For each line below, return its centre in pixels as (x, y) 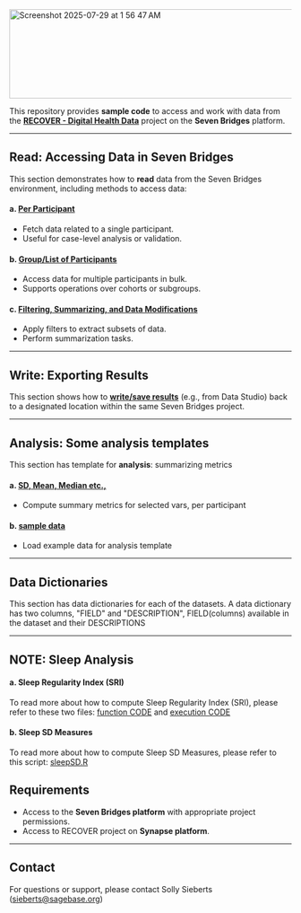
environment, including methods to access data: (98, 189)
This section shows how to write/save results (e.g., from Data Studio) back (149, 397)
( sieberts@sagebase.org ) (56, 899)
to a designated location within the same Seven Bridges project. (127, 407)
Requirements (49, 790)
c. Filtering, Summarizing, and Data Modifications (104, 309)
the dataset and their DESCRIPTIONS (77, 623)
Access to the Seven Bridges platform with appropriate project (139, 812)
